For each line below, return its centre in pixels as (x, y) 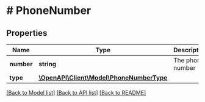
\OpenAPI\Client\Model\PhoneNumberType (103, 78)
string (48, 64)
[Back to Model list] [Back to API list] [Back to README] (76, 93)
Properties (27, 33)
